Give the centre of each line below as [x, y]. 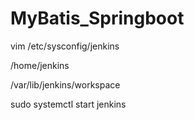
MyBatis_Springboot [97, 18]
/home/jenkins [40, 65]
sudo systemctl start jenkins [68, 104]
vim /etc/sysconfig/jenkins [65, 46]
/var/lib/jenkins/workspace [65, 84]
